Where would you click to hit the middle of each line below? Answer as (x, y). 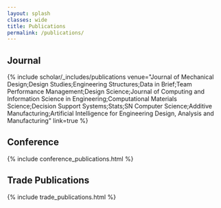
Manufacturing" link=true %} (48, 121)
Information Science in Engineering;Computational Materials (92, 99)
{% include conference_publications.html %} (70, 159)
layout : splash (29, 13)
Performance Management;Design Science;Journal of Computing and (106, 92)
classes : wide (27, 20)
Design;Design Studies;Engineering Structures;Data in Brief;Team (100, 84)
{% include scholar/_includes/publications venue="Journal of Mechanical (110, 77)
